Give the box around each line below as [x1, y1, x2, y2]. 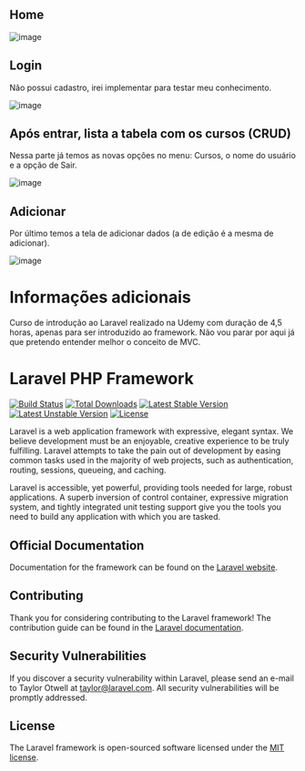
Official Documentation [9, 537, 145, 553]
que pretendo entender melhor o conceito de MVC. [9, 337, 201, 348]
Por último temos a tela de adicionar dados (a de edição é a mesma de [9, 228, 274, 239]
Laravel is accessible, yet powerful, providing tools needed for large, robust [9, 482, 293, 493]
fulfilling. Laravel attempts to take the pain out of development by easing [9, 445, 281, 456]
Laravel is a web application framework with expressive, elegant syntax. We [9, 426, 294, 437]
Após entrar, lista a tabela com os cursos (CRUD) [9, 127, 291, 142]
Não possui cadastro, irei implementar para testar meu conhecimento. [9, 82, 272, 93]
